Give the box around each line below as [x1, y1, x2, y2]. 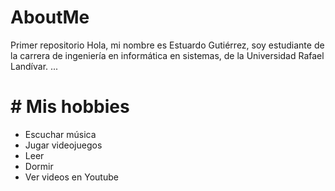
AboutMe [10, 6, 90, 29]
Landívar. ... [10, 60, 59, 72]
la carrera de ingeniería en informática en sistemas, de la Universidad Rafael [10, 49, 325, 61]
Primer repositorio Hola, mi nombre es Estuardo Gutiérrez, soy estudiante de [10, 39, 325, 51]
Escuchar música [24, 128, 97, 140]
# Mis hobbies [10, 96, 130, 118]
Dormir [24, 160, 54, 172]
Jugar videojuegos [24, 139, 103, 151]
